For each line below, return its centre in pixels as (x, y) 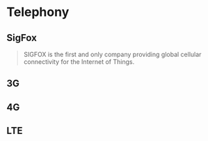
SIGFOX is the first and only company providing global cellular (112, 54)
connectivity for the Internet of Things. (79, 62)
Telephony (38, 12)
